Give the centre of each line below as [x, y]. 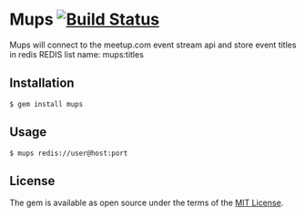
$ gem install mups [46, 104]
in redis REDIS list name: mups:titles [76, 54]
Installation [42, 83]
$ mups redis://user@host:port [69, 153]
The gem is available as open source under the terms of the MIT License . [147, 203]
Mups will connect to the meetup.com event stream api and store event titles [153, 45]
